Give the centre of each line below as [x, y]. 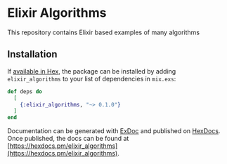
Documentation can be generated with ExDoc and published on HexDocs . [114, 131]
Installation [32, 54]
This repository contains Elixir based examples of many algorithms [104, 32]
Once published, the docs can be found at [68, 139]
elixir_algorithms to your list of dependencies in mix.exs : [92, 78]
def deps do [25, 91]
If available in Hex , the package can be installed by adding [92, 71]
